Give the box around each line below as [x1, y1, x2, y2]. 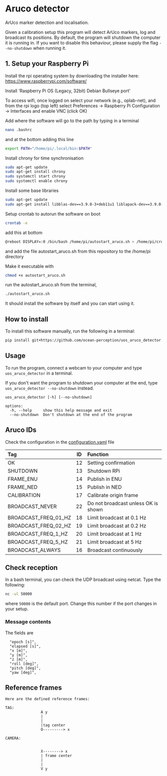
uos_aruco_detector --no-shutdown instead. [5, 385, 94, 391]
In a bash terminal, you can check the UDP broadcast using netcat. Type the [5, 577, 162, 582]
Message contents [5, 618, 51, 625]
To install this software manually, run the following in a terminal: [5, 328, 135, 334]
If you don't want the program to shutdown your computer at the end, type [5, 380, 158, 386]
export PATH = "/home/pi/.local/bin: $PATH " [5, 146, 92, 151]
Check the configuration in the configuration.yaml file [5, 439, 114, 445]
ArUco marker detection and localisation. [5, 19, 89, 25]
